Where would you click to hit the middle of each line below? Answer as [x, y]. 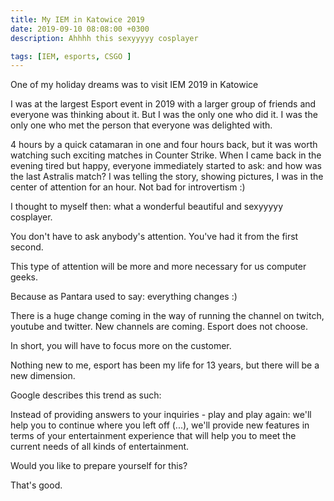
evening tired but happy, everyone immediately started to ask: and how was [166, 166]
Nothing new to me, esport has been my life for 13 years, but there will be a [165, 365]
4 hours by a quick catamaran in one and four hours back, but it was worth [164, 145]
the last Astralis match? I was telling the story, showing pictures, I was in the [167, 177]
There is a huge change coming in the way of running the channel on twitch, [167, 316]
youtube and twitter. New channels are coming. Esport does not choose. [159, 327]
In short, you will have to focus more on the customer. [121, 346]
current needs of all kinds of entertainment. [100, 447]
